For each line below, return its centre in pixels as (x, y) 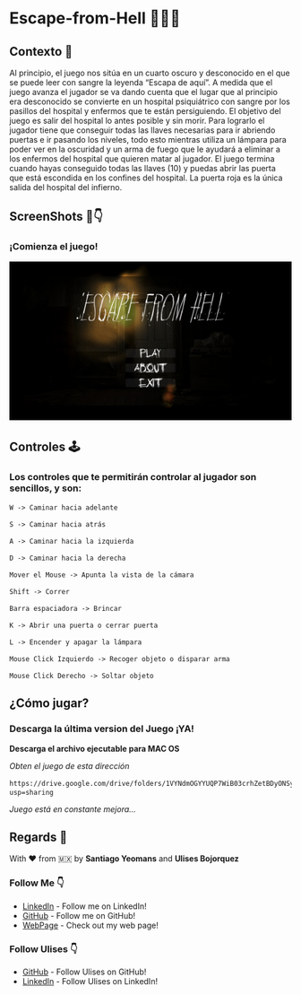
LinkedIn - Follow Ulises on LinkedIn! (90, 981)
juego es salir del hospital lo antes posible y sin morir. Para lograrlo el (137, 121)
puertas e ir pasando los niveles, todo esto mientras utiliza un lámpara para (148, 140)
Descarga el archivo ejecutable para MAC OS (95, 748)
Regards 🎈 (39, 837)
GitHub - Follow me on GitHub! (79, 915)
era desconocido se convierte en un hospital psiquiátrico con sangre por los (150, 101)
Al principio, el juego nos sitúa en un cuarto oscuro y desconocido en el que (150, 73)
